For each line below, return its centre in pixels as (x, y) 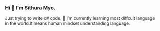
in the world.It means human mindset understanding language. (68, 23)
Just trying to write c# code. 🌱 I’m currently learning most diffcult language (80, 18)
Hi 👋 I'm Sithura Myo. (30, 8)
